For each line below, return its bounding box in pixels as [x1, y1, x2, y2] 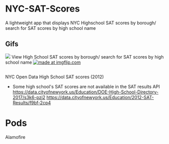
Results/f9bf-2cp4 [12, 100, 51, 106]
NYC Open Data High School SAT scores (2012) [5, 74, 104, 80]
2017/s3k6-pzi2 [12, 94, 45, 101]
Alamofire [5, 134, 26, 140]
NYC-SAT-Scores [5, 3, 80, 15]
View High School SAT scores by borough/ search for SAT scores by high [11, 54, 164, 60]
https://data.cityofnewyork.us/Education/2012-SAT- [46, 94, 154, 101]
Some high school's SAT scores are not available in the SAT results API [12, 84, 160, 90]
